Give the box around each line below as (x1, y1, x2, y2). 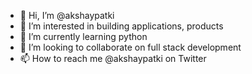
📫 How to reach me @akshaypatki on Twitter (19, 53, 207, 64)
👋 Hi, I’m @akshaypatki (19, 10, 115, 21)
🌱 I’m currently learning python (19, 31, 148, 42)
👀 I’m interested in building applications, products (19, 20, 224, 32)
